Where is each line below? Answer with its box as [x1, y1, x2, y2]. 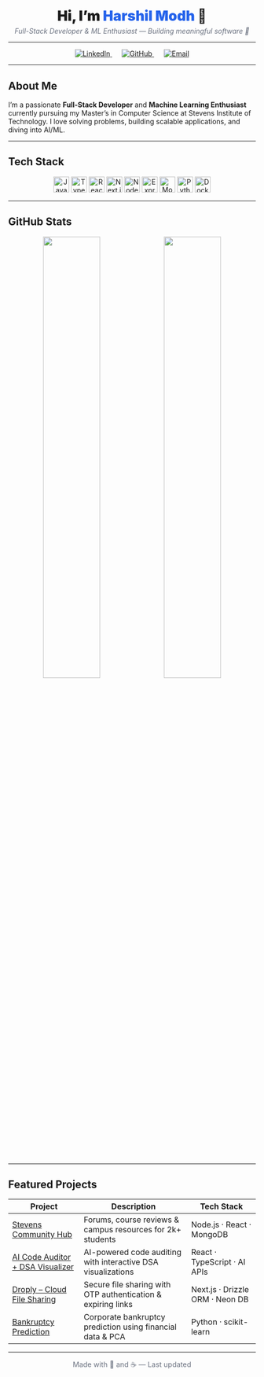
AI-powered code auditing [83, 1246, 182, 1257]
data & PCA [83, 1331, 126, 1342]
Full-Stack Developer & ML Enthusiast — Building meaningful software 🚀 [14, 27, 250, 36]
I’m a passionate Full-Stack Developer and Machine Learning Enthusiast [8, 100, 247, 109]
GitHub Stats [8, 215, 72, 229]
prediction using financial [83, 1321, 177, 1332]
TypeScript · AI [191, 1257, 246, 1268]
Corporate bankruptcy [83, 1312, 166, 1323]
